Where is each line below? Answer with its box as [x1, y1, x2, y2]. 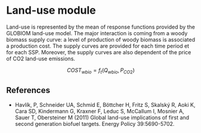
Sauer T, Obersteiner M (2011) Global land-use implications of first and [14, 114, 190, 121]
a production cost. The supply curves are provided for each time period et [6, 42, 190, 50]
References [6, 85, 50, 95]
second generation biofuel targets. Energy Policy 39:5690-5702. [14, 120, 175, 127]
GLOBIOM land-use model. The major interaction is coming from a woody [6, 29, 188, 36]
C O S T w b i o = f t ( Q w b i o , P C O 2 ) [67, 66, 135, 75]
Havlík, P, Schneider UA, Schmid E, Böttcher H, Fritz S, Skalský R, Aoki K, [14, 101, 196, 108]
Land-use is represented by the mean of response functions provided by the [6, 23, 196, 30]
